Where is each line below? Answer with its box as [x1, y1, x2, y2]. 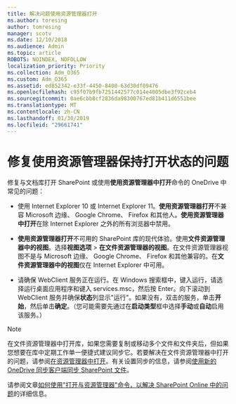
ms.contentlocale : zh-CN [7, 108, 80, 115]
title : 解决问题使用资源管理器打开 [7, 10, 98, 18]
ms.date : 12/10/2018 [7, 37, 68, 44]
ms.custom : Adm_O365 [7, 75, 68, 83]
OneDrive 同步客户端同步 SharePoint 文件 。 [7, 366, 133, 374]
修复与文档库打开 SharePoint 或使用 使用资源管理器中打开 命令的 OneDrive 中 [7, 178, 227, 187]
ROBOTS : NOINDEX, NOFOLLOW [7, 56, 86, 63]
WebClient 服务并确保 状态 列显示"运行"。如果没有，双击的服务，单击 [17, 293, 216, 302]
